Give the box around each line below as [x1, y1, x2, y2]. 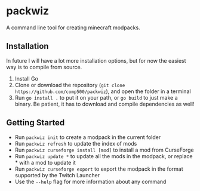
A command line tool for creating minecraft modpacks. [6, 24, 140, 31]
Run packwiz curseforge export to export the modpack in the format [14, 165, 183, 172]
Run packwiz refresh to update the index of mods [14, 140, 137, 147]
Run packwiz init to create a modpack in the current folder [14, 133, 161, 141]
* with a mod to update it [14, 159, 76, 166]
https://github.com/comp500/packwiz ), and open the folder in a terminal [14, 88, 191, 95]
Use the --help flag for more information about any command [14, 178, 167, 185]
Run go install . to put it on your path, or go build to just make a [14, 94, 178, 101]
